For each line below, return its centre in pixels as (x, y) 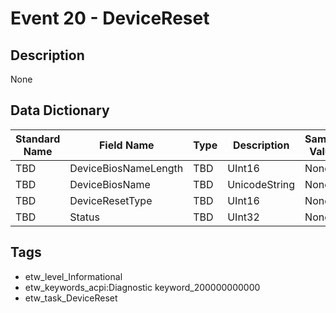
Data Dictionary (60, 110)
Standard (38, 139)
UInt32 (243, 217)
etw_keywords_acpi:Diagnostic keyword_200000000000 (142, 287)
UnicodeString (261, 184)
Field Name (126, 145)
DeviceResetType (111, 200)
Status (84, 217)
